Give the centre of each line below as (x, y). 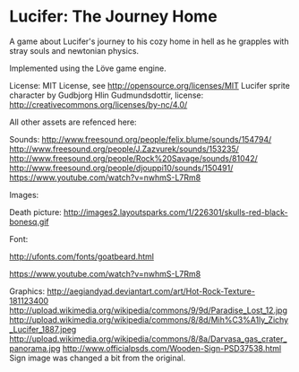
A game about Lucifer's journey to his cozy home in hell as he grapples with (149, 41)
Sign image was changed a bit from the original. (98, 358)
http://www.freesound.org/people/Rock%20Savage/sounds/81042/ (133, 158)
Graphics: (27, 291)
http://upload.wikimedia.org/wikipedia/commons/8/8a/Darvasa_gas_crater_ (148, 339)
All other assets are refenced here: (73, 122)
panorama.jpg (35, 348)
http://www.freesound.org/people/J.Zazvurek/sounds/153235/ (124, 149)
